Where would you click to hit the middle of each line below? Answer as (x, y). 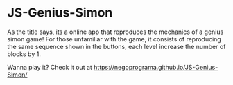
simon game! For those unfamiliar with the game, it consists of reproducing (114, 39)
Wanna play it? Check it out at (50, 67)
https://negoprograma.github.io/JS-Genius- (156, 67)
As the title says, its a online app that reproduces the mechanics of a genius (115, 32)
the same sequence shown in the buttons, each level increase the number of (116, 46)
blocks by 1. (24, 54)
